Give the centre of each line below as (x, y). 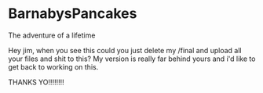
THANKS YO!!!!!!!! (36, 82)
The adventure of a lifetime (52, 35)
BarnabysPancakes (73, 14)
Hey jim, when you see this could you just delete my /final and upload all (125, 50)
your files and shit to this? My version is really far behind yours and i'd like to (132, 59)
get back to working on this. (53, 66)
